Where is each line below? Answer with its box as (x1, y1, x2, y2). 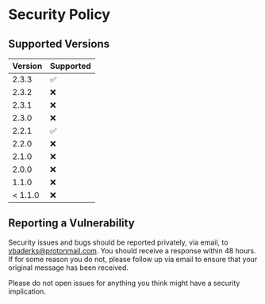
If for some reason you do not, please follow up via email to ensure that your (8, 254, 258, 264)
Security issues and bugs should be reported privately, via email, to (8, 237, 229, 247)
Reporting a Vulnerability (8, 216, 135, 230)
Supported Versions (8, 37, 109, 51)
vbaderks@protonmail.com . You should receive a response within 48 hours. (8, 245, 256, 255)
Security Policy (8, 6, 111, 24)
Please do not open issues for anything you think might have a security (8, 278, 240, 287)
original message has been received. (8, 263, 129, 272)
